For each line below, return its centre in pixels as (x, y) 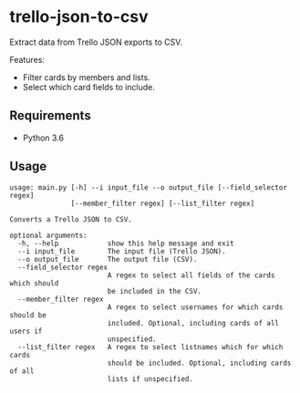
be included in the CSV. (155, 291)
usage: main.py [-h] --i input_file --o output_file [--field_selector (148, 187)
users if (26, 331)
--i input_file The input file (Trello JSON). (122, 251)
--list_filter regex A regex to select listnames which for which (150, 347)
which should (34, 283)
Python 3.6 (43, 138)
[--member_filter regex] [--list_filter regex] (163, 203)
